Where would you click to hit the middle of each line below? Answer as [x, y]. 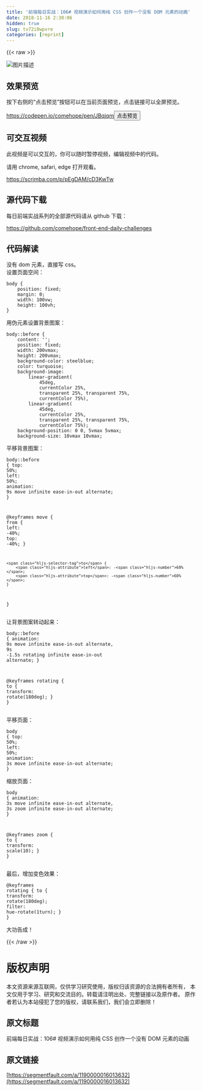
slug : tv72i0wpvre [30, 29]
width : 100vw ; [35, 300]
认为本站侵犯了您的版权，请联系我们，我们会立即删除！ [87, 1002]
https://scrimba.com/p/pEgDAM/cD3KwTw [60, 179]
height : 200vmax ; [39, 356]
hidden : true [23, 23]
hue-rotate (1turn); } [34, 912]
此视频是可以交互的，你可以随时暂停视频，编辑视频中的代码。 [84, 154]
